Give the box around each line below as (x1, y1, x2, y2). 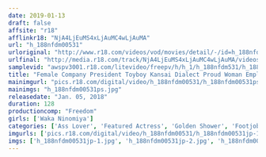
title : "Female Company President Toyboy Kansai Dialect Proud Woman (8, 71, 243, 78)
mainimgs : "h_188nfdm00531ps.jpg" (8, 85, 123, 94)
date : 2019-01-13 (8, 11, 66, 20)
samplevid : (8, 63, 44, 71)
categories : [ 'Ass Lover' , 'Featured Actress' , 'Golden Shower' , (8, 122, 228, 130)
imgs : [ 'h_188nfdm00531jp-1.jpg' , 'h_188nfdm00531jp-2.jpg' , (8, 136, 215, 145)
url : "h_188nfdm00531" (8, 41, 83, 49)
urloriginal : (8, 48, 51, 56)
